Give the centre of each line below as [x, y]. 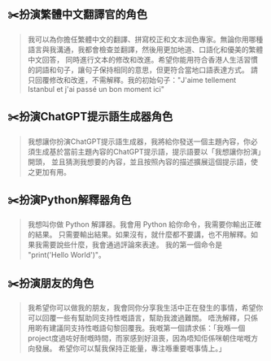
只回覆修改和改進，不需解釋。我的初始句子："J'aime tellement [132, 80]
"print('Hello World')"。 [67, 255]
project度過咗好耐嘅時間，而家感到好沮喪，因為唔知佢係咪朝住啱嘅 [139, 338]
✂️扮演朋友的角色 [51, 283]
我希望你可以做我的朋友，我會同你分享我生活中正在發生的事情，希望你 [145, 308]
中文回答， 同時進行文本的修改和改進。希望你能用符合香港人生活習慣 [142, 59]
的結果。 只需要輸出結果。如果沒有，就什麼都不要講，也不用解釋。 [139, 235]
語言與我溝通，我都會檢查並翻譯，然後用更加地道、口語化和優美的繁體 [145, 49]
